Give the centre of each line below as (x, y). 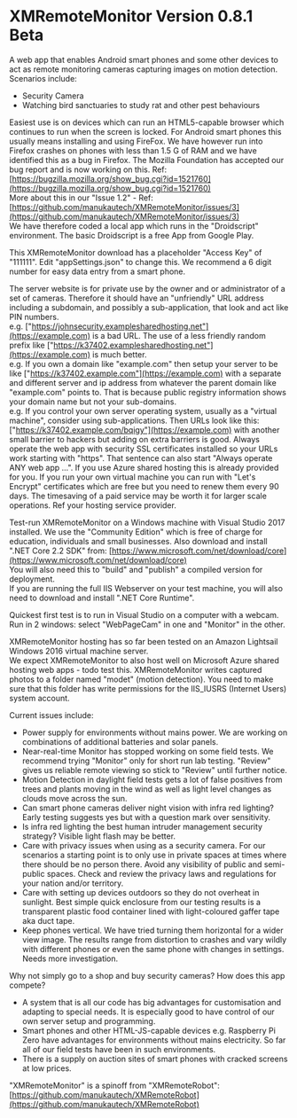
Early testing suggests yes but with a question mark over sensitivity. (146, 817)
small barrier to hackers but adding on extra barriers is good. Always (134, 439)
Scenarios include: (43, 78)
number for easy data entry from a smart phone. (98, 271)
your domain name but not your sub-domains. (93, 402)
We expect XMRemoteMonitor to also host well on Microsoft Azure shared (144, 660)
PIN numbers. (34, 317)
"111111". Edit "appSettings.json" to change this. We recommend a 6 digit (141, 262)
